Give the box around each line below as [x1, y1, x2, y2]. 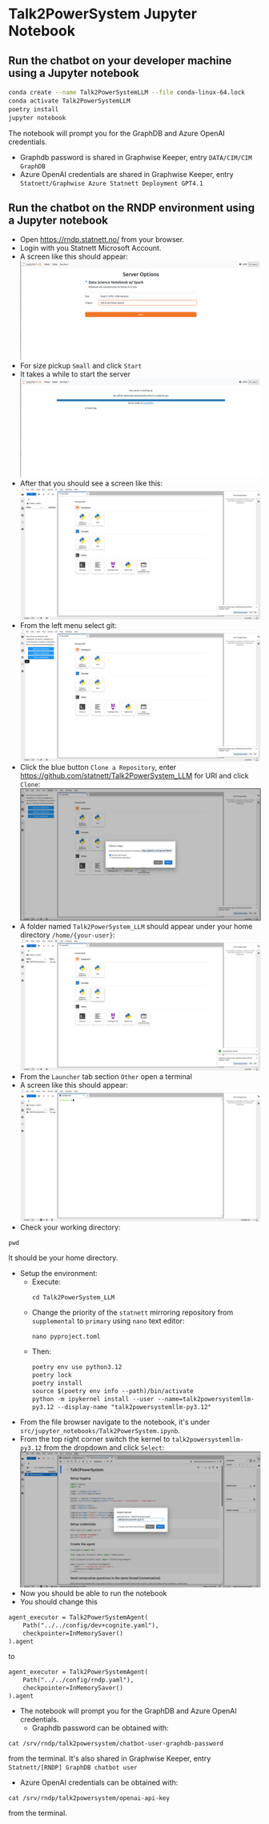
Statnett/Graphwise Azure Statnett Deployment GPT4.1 [19, 179, 203, 187]
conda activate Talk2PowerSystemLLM [8, 97, 130, 105]
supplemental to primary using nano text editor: [31, 1315, 185, 1326]
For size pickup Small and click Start [19, 361, 143, 371]
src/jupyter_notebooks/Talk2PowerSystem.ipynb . [19, 1425, 180, 1435]
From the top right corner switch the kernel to [19, 1434, 171, 1443]
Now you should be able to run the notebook [19, 1588, 167, 1598]
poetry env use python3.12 [31, 1363, 122, 1371]
